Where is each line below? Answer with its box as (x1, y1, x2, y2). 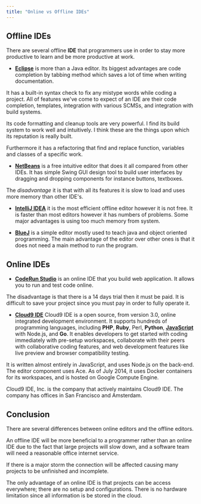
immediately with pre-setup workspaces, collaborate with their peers (14, 337, 185, 344)
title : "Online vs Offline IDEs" (6, 8, 90, 15)
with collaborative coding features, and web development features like (14, 343, 188, 350)
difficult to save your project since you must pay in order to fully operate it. (6, 299, 190, 307)
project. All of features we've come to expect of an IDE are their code (6, 95, 177, 103)
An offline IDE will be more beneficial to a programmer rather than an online (6, 437, 193, 444)
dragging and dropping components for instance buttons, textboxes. (14, 175, 184, 182)
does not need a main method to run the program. (14, 242, 138, 249)
